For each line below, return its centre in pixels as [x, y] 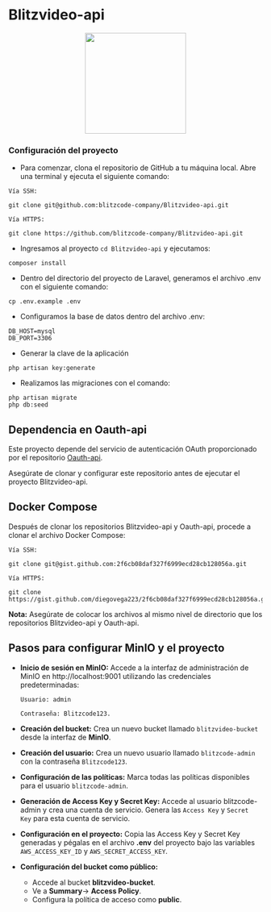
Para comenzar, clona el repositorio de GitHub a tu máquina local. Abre [138, 168]
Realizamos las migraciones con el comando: [95, 383]
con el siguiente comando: [64, 287]
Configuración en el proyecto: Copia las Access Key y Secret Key [130, 834]
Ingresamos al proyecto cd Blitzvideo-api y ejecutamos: [115, 248]
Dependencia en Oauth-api [78, 429]
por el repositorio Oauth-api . [56, 458]
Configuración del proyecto [63, 150]
